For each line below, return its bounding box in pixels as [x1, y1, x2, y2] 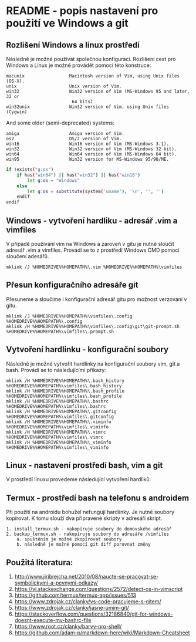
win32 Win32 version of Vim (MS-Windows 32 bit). [6, 146, 177, 152]
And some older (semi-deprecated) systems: [6, 119, 114, 126]
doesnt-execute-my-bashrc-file [14, 617, 92, 623]
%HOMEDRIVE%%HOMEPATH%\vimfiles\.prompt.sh [6, 329, 114, 334]
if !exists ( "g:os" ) [6, 167, 54, 173]
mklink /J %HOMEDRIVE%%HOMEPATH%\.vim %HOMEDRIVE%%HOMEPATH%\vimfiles [6, 264, 183, 270]
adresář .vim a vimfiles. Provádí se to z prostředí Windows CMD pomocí [6, 246, 180, 254]
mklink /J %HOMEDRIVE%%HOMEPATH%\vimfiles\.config [6, 313, 133, 319]
